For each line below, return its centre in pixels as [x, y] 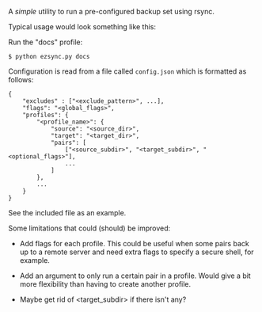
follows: [21, 80]
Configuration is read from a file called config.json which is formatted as [127, 71]
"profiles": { [46, 115]
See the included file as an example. [67, 213]
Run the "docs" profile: [46, 42]
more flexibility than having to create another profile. [105, 284]
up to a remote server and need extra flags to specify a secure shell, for [137, 252]
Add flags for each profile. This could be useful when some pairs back [134, 244]
